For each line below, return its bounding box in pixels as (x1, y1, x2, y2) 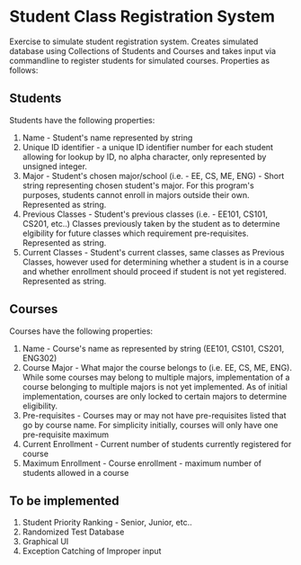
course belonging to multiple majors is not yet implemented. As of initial (22, 381, 288, 392)
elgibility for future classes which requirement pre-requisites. (22, 228, 249, 238)
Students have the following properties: (9, 114, 155, 125)
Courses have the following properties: (9, 326, 154, 336)
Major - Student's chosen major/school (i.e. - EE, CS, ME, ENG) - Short (22, 170, 285, 181)
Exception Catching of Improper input (22, 546, 162, 557)
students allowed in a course (22, 467, 129, 478)
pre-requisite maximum (22, 429, 110, 440)
